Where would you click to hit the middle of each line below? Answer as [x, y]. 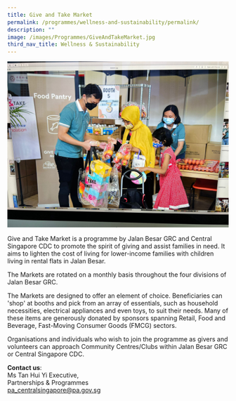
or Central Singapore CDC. [46, 354]
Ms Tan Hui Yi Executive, [43, 375]
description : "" [31, 29]
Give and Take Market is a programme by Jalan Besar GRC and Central [110, 239]
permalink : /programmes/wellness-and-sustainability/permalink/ [103, 22]
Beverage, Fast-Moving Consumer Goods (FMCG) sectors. [92, 326]
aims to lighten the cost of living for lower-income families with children [111, 254]
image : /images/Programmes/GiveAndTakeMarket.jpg [81, 37]
